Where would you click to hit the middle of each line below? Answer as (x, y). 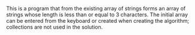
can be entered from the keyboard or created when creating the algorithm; (98, 21)
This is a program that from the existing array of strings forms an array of (96, 8)
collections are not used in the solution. (55, 27)
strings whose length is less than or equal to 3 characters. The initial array (97, 15)
